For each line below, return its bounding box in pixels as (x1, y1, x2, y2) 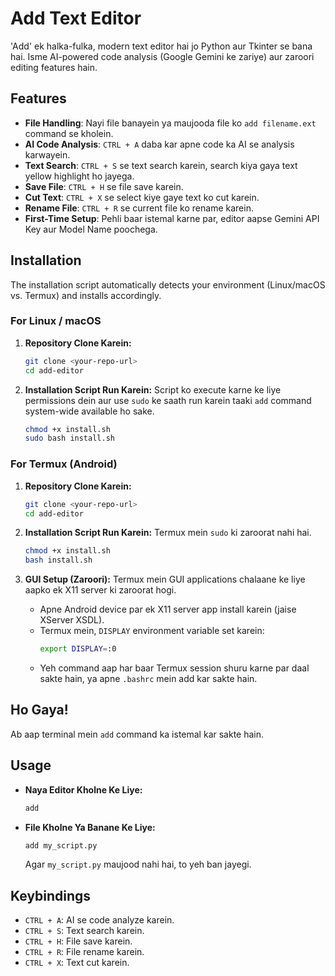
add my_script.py (24, 840, 98, 851)
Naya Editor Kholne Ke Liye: (24, 783, 143, 796)
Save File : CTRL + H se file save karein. (24, 180, 184, 192)
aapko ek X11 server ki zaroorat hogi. (24, 584, 177, 596)
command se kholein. (24, 127, 114, 139)
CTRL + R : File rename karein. (24, 946, 145, 958)
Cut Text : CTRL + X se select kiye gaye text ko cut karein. (24, 191, 260, 203)
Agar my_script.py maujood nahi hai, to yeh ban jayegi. (24, 858, 252, 871)
